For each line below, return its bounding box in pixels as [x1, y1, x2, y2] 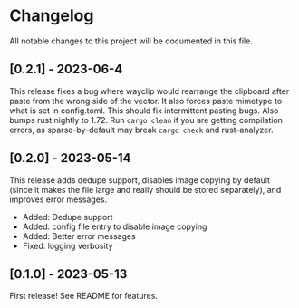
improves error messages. [9, 194, 107, 205]
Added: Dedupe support [22, 211, 113, 222]
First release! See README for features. [9, 291, 159, 302]
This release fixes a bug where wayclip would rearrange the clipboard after [9, 85, 290, 96]
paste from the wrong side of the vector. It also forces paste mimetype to [9, 95, 283, 106]
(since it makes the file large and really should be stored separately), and [9, 184, 282, 195]
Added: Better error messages [22, 230, 136, 241]
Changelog [9, 5, 94, 26]
